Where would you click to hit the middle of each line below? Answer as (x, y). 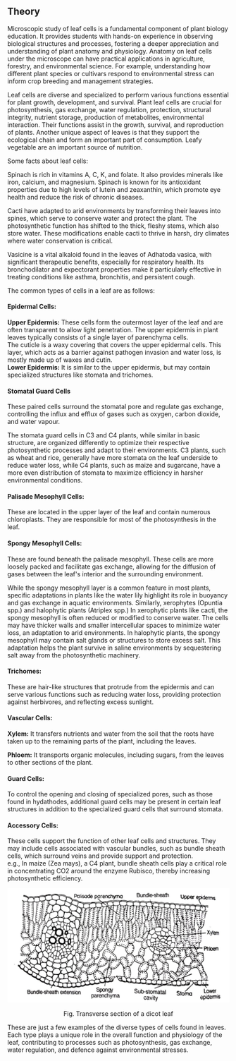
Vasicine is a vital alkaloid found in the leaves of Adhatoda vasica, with (110, 254)
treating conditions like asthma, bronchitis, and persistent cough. (101, 277)
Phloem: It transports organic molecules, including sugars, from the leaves (116, 755)
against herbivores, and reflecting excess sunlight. (80, 702)
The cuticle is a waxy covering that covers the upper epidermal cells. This (114, 345)
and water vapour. (34, 422)
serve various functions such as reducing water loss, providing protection (114, 694)
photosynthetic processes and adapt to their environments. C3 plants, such (117, 450)
